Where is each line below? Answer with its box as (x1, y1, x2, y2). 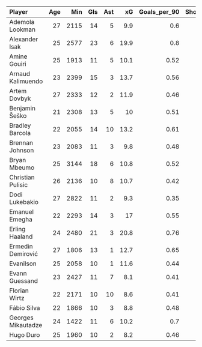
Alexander (9, 35, 38, 43)
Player (9, 8, 28, 16)
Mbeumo (9, 163, 35, 172)
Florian (9, 286, 29, 295)
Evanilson (9, 259, 37, 268)
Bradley (9, 121, 31, 130)
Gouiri (9, 60, 26, 68)
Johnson (9, 146, 34, 154)
